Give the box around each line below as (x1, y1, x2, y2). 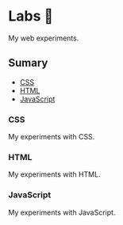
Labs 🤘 (8, 7, 54, 25)
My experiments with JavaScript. (8, 208, 116, 217)
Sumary (8, 56, 48, 70)
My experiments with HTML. (8, 170, 101, 179)
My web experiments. (8, 33, 79, 43)
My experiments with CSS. (8, 132, 95, 142)
